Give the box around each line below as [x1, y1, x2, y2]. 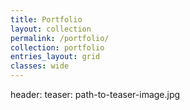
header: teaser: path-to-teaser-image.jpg [10, 89, 181, 100]
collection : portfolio [10, 42, 105, 53]
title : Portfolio [10, 14, 83, 25]
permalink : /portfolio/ [10, 33, 110, 43]
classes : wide [10, 61, 70, 71]
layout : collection [10, 24, 92, 34]
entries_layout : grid [10, 52, 101, 62]
